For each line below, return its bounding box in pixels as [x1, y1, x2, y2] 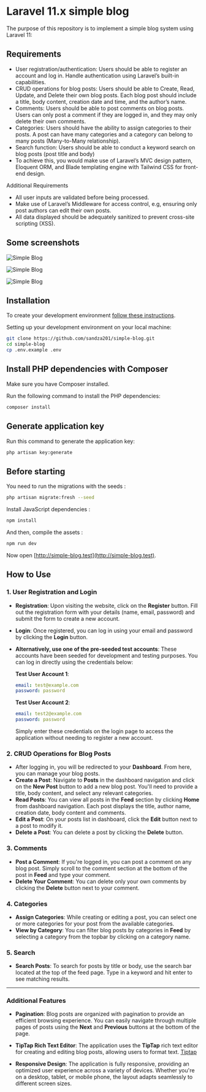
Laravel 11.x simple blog [6, 4, 129, 18]
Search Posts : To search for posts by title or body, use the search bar [15, 962, 192, 970]
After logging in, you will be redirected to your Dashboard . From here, [15, 763, 192, 771]
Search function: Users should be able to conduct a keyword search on [15, 143, 196, 151]
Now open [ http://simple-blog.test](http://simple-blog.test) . [6, 551, 156, 559]
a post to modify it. [15, 822, 63, 830]
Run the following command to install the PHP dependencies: [6, 392, 161, 399]
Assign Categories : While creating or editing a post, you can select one [15, 913, 197, 921]
